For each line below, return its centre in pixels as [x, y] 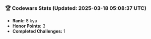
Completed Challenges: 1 [39, 31]
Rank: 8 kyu [25, 21]
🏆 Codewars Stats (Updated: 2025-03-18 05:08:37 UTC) [76, 8]
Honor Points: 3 [29, 26]
